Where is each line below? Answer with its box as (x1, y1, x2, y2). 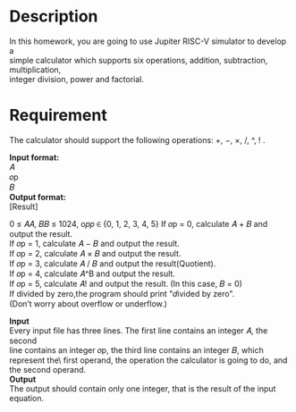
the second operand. (9, 364, 87, 374)
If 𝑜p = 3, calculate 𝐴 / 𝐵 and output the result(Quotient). (9, 257, 216, 269)
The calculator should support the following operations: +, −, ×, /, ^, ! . (9, 134, 266, 145)
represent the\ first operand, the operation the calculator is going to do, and (9, 355, 288, 366)
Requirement (9, 105, 107, 126)
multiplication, (9, 64, 62, 75)
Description (9, 6, 98, 27)
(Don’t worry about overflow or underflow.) (9, 298, 168, 309)
